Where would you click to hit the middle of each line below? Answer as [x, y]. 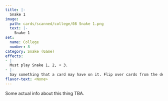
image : [12, 19]
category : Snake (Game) [30, 51]
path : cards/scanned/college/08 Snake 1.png [57, 24]
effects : [14, 56]
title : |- [15, 10]
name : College [24, 42]
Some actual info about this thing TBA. [45, 93]
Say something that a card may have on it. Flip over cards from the [83, 75]
